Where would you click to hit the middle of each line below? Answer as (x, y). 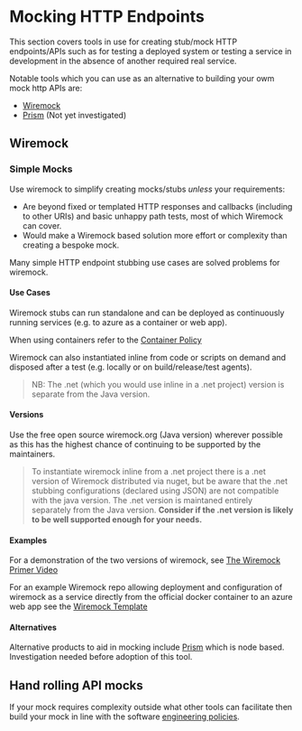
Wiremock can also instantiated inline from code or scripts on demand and (148, 357)
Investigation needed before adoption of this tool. (101, 657)
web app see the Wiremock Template (78, 606)
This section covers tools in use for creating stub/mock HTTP (123, 42)
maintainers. (32, 455)
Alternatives (33, 627)
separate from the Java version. (91, 394)
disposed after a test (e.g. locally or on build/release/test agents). (131, 367)
